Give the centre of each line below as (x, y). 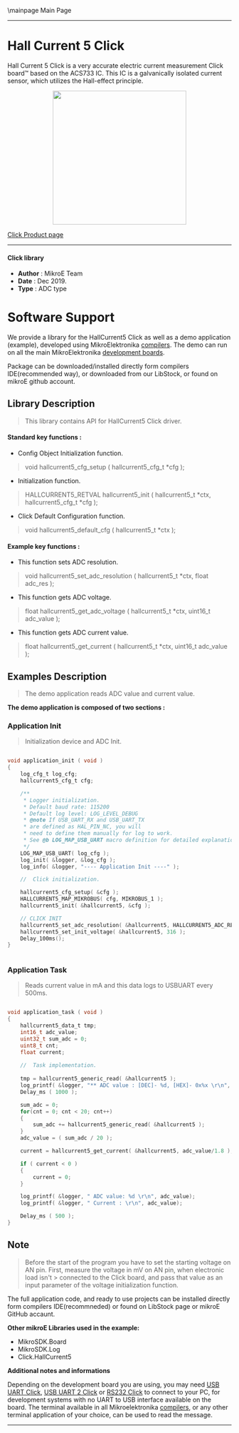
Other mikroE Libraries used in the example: (74, 1327)
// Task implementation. (59, 1065)
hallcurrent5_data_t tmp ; (59, 1026)
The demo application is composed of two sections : (86, 708)
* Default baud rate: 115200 (67, 807)
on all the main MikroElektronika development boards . (86, 353)
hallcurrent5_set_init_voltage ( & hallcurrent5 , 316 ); (103, 932)
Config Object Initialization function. (70, 453)
